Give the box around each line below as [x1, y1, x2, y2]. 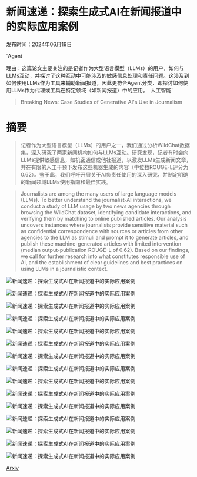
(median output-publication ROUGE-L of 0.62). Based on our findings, [20, 246, 190, 253]
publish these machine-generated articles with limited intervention [20, 240, 182, 247]
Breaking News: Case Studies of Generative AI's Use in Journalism [20, 98, 182, 105]
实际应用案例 [16, 20, 79, 34]
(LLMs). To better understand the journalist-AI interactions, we [20, 196, 172, 203]
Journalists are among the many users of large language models [20, 190, 177, 197]
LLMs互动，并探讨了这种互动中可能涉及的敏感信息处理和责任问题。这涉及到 [6, 72, 189, 79]
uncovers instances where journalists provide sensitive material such [20, 221, 188, 228]
